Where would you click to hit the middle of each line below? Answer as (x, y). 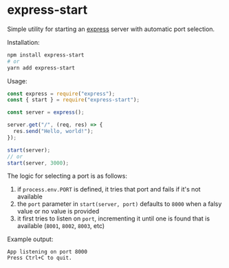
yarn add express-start (41, 68)
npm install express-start (46, 55)
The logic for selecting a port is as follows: (67, 176)
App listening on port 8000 (47, 252)
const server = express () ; (46, 112)
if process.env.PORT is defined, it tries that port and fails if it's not (109, 189)
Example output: (30, 239)
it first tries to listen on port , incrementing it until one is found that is (113, 218)
